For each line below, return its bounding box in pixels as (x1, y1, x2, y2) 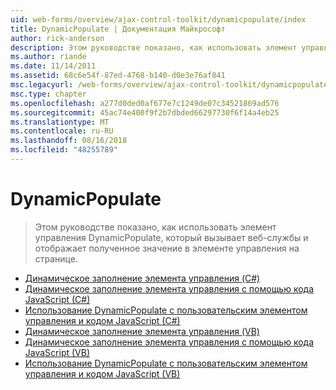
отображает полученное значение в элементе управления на (34, 242, 300, 254)
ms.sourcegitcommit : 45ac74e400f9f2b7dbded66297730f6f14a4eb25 (10, 107, 280, 118)
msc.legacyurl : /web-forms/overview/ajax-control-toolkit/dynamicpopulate (10, 80, 329, 90)
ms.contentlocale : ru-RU (10, 126, 114, 136)
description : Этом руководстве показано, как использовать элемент (10, 42, 298, 53)
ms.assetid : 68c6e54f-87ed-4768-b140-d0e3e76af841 (10, 71, 226, 81)
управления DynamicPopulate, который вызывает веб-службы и (34, 231, 309, 243)
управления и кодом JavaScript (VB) (24, 367, 181, 380)
